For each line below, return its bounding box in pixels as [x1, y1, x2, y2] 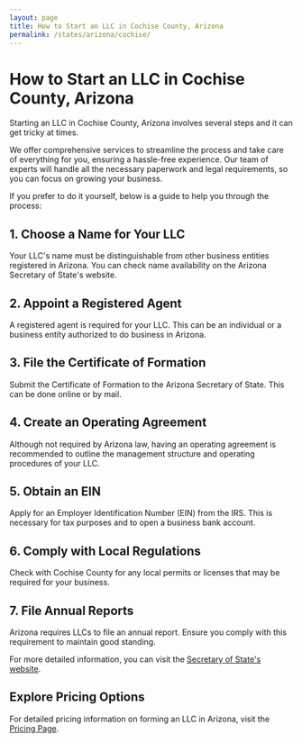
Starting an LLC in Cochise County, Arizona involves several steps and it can [9, 118, 293, 129]
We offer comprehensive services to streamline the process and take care [9, 145, 284, 156]
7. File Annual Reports [9, 603, 134, 618]
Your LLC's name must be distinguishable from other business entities [9, 250, 270, 261]
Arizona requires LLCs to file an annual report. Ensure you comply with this [9, 627, 287, 638]
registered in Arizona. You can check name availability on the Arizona [9, 260, 268, 271]
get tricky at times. [9, 127, 79, 138]
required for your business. [9, 577, 110, 588]
